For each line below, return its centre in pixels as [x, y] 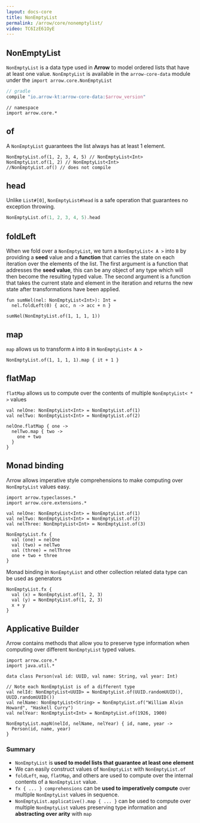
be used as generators [34, 578]
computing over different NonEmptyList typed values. [71, 650]
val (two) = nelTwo [36, 545]
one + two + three [35, 555]
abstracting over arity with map [53, 813]
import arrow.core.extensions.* [46, 503]
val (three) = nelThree [41, 550]
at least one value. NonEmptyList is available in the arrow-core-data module [98, 74]
